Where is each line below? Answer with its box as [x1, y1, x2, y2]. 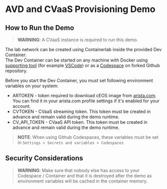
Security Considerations [5, 154, 84, 162]
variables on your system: [5, 83, 59, 89]
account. [12, 103, 31, 109]
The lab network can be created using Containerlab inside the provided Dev [5, 47, 162, 52]
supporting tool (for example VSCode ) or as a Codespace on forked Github [5, 63, 160, 68]
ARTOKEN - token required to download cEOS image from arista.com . [12, 93, 157, 98]
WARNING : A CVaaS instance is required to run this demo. [17, 37, 138, 43]
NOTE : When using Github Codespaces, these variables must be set [17, 134, 159, 140]
